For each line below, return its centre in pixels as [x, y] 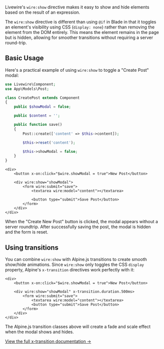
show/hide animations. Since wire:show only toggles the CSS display [75, 264]
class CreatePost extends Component [42, 98]
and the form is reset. [27, 232]
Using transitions [32, 247]
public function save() [38, 125]
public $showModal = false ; [42, 107]
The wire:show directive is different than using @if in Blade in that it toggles [81, 22]
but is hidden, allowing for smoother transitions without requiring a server [79, 37]
